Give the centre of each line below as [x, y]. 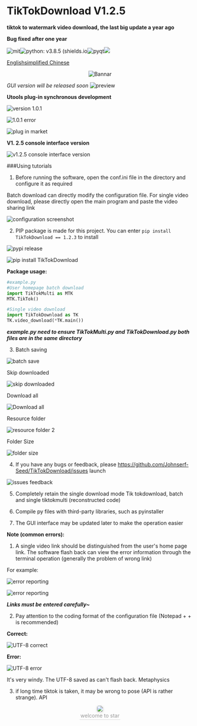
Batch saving [31, 350]
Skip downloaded [28, 373]
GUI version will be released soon [48, 85]
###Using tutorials [29, 166]
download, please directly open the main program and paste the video [92, 201]
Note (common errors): [35, 535]
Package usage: [27, 271]
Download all [22, 396]
